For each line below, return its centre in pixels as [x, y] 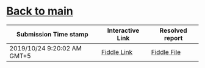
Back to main [40, 11]
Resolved [173, 30]
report [173, 38]
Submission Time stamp [52, 34]
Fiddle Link [117, 52]
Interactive [123, 30]
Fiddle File [166, 52]
